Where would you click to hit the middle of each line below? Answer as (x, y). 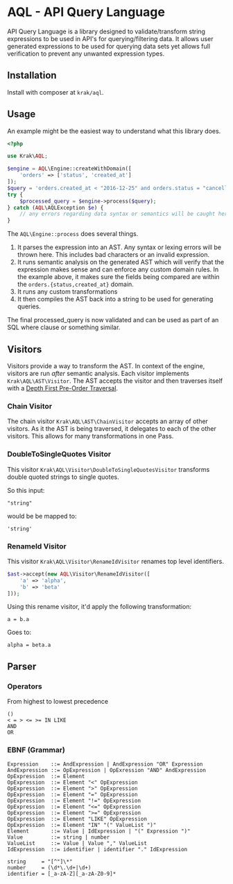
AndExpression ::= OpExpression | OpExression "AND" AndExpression (107, 771)
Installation (32, 76)
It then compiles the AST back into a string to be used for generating (115, 299)
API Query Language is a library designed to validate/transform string (106, 31)
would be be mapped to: (42, 516)
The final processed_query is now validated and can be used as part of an (113, 320)
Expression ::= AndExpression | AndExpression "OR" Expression (105, 764)
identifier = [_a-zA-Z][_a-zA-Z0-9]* (62, 874)
